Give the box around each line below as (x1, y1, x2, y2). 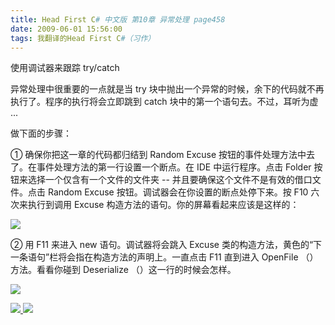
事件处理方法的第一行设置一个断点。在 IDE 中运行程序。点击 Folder (36, 161, 312, 173)
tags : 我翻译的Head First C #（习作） (10, 33, 156, 43)
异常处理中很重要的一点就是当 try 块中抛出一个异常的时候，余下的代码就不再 (10, 83, 325, 95)
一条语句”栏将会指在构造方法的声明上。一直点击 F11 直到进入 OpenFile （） (10, 251, 319, 263)
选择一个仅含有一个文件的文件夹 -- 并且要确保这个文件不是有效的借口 (27, 174, 313, 186)
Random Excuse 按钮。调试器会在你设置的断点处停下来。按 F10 (47, 186, 309, 198)
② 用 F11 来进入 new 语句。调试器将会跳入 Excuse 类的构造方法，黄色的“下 (10, 239, 323, 251)
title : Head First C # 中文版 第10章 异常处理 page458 (10, 14, 226, 25)
